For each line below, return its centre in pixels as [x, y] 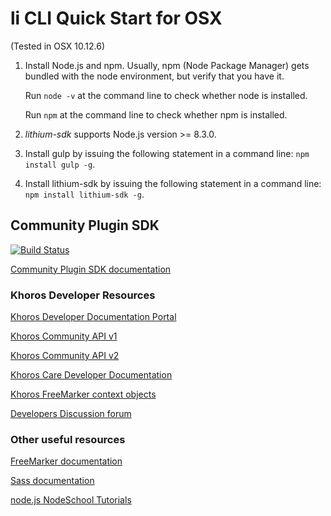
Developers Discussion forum [71, 414]
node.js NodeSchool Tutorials [71, 500]
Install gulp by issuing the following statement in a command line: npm [167, 153]
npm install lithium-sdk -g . [84, 194]
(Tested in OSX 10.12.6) [58, 46]
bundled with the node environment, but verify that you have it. [154, 76]
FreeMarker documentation [66, 461]
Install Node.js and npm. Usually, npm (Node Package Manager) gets [167, 65]
